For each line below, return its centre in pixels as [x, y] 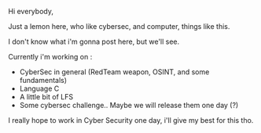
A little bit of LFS [46, 97]
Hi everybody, [31, 11]
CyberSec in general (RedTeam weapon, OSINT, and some [114, 72]
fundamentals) [43, 80]
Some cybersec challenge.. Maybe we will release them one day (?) [129, 105]
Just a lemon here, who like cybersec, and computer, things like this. [119, 26]
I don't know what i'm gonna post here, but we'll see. [94, 41]
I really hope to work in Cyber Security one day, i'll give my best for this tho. [131, 120]
